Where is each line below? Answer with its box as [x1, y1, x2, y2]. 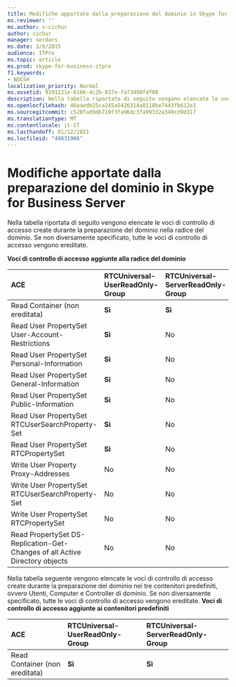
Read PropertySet [11, 530, 70, 540]
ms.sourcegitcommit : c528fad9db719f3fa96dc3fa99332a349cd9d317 [7, 109, 197, 116]
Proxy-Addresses [11, 469, 70, 479]
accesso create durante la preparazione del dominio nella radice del [7, 226, 204, 235]
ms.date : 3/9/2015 [7, 43, 61, 50]
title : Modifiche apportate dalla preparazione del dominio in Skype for [7, 10, 228, 18]
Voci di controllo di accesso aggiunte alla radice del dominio [7, 254, 186, 263]
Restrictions [11, 339, 51, 349]
